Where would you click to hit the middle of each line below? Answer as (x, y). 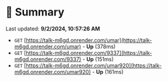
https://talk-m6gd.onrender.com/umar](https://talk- (89, 40)
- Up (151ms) (98, 59)
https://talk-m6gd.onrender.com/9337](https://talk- (89, 52)
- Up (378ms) (99, 46)
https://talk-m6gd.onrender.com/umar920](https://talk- (94, 66)
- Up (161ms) (108, 71)
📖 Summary (35, 12)
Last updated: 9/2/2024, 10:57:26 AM (53, 29)
